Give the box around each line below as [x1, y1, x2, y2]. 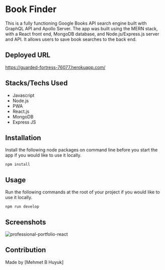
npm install [5, 162, 30, 167]
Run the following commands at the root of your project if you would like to [5, 189, 160, 195]
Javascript [12, 92, 35, 98]
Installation [5, 133, 41, 142]
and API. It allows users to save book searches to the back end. [5, 36, 137, 42]
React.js [12, 108, 30, 114]
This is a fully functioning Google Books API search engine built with [5, 20, 147, 26]
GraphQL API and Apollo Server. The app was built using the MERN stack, [5, 25, 158, 31]
